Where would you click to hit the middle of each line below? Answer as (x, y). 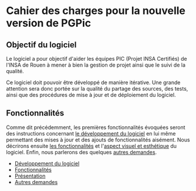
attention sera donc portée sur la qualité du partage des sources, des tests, (97, 88)
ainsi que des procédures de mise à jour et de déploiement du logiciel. (91, 95)
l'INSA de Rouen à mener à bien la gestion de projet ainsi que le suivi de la (96, 65)
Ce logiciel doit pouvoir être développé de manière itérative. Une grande (93, 82)
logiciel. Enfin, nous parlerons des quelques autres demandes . (82, 152)
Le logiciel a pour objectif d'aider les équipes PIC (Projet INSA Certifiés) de (97, 59)
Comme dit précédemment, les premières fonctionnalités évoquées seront (96, 127)
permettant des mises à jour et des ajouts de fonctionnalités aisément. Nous (98, 140)
